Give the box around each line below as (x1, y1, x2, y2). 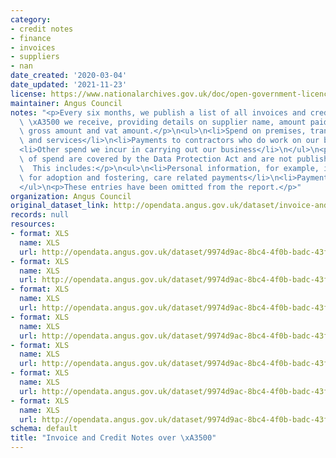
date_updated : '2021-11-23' (10, 80, 128, 90)
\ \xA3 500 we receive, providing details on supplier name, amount (19, 117, 307, 127)
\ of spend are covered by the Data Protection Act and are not (19, 154, 293, 164)
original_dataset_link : (10, 201, 110, 211)
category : (10, 14, 52, 25)
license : (10, 89, 47, 99)
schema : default (10, 424, 78, 434)
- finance (10, 33, 52, 43)
